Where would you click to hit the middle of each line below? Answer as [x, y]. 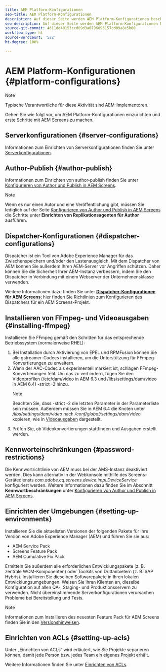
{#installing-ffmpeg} [38, 326]
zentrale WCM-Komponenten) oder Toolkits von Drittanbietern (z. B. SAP [79, 571]
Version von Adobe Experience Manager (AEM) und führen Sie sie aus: [77, 536]
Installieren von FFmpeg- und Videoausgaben [77, 318]
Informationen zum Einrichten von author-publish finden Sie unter [72, 180]
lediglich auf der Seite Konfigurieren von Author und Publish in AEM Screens [83, 210]
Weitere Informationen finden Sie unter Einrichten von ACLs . [66, 665]
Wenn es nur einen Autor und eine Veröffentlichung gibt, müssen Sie [75, 204]
